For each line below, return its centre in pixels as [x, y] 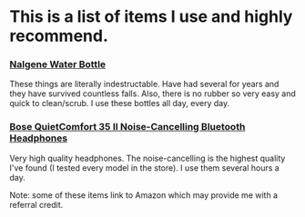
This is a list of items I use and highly [151, 17]
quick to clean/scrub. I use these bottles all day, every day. [120, 104]
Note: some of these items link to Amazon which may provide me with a [144, 195]
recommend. [59, 36]
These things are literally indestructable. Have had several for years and [144, 84]
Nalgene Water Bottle [58, 64]
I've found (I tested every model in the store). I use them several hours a [144, 168]
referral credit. [36, 204]
